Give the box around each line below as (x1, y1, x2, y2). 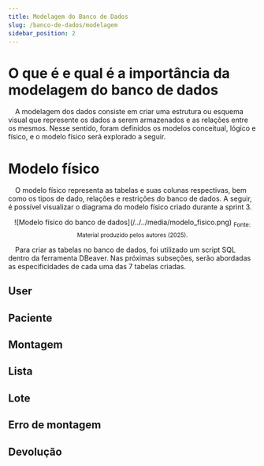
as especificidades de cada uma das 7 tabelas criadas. (8, 261, 187, 271)
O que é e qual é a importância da (8, 64, 230, 82)
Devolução (8, 445, 62, 458)
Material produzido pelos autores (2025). (76, 231, 188, 239)
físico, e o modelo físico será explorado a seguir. (8, 132, 166, 142)
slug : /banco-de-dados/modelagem (8, 20, 118, 29)
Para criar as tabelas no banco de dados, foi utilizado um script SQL (15, 245, 236, 254)
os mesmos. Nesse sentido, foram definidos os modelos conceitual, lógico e (8, 124, 256, 133)
